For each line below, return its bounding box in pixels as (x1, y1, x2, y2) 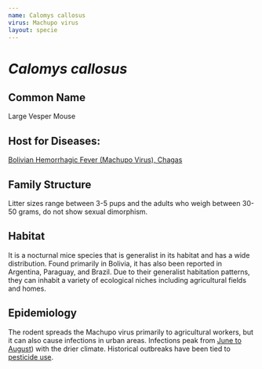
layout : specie (8, 26, 58, 34)
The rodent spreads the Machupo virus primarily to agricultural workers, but (8, 327, 253, 337)
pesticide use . (8, 352, 54, 361)
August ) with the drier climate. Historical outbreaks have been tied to (8, 344, 231, 353)
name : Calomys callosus (8, 11, 86, 20)
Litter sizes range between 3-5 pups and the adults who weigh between (8, 199, 241, 208)
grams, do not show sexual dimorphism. (18, 207, 148, 216)
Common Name (8, 91, 86, 104)
